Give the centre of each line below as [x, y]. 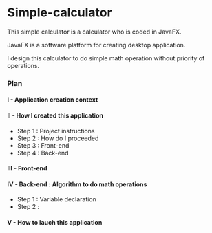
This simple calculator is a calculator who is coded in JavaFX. [94, 32]
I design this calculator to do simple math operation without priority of [106, 58]
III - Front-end [27, 168]
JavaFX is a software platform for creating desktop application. [96, 45]
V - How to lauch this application [55, 223]
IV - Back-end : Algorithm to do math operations [77, 184]
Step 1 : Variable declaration [56, 199]
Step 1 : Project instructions [56, 131]
